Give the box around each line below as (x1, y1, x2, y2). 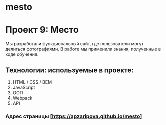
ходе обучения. (5, 51, 39, 57)
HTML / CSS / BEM (12, 79, 52, 85)
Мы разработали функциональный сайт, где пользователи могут (5, 41, 144, 47)
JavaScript (12, 84, 35, 90)
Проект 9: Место (5, 24, 79, 36)
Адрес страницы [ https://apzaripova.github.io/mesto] (5, 113, 142, 120)
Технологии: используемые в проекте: (5, 66, 134, 74)
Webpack (12, 95, 33, 101)
